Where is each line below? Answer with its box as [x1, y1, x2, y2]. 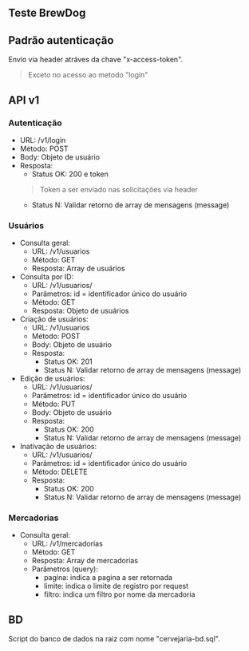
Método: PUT [31, 399, 76, 409]
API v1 [8, 93, 40, 107]
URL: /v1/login [19, 135, 66, 144]
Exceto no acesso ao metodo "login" [27, 70, 148, 80]
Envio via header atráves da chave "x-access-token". [8, 55, 184, 65]
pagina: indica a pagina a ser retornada [43, 573, 173, 582]
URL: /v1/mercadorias [31, 539, 104, 549]
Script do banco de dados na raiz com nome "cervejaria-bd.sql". [8, 634, 221, 644]
